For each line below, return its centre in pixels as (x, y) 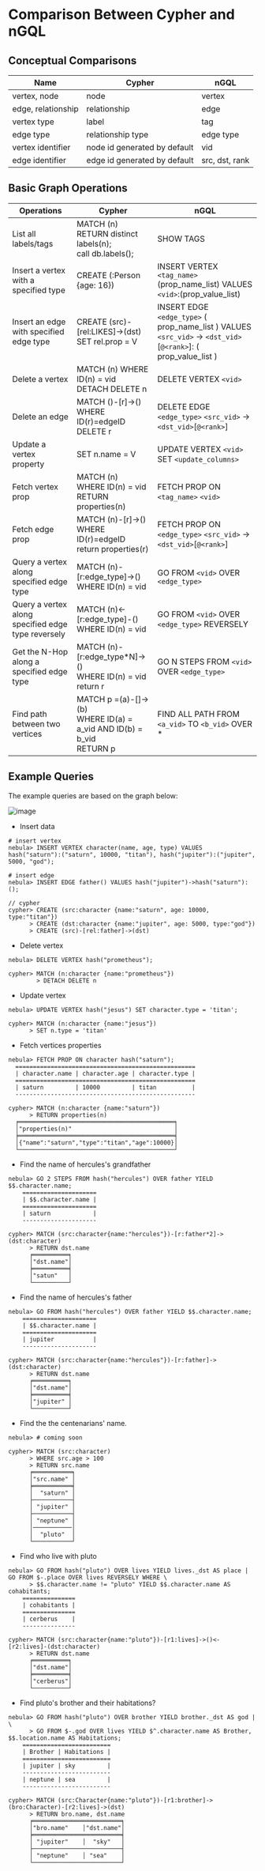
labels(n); (94, 243)
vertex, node (35, 96)
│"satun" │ (50, 1275)
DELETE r (94, 431)
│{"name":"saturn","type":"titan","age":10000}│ (97, 1143)
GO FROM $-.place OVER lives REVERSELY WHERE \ (88, 1577)
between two (36, 723)
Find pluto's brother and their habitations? (88, 1703)
